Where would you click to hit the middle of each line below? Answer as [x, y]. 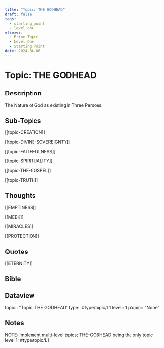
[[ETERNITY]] [19, 263]
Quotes [17, 252]
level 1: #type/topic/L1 [27, 340]
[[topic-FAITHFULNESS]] [30, 152]
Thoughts [20, 196]
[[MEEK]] [14, 217]
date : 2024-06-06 [23, 51]
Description [23, 93]
